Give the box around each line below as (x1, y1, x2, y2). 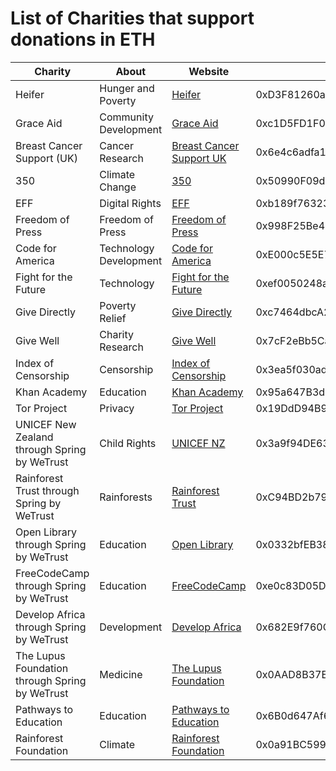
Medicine (99, 667, 143, 681)
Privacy (99, 401, 135, 415)
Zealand (15, 430, 54, 444)
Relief (99, 311, 127, 325)
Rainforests (99, 490, 153, 504)
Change (99, 180, 137, 194)
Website (188, 64, 230, 78)
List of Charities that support (10, 7, 255, 30)
